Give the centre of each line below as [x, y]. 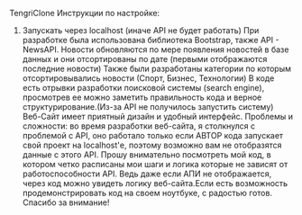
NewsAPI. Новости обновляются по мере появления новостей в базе [156, 49]
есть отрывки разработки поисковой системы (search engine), [143, 88]
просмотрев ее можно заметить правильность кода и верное [142, 97]
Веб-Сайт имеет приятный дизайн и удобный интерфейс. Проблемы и [158, 116]
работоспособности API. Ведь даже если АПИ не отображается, [147, 174]
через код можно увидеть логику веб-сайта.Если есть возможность [155, 183]
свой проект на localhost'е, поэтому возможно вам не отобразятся [152, 145]
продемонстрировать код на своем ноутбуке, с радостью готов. [147, 193]
